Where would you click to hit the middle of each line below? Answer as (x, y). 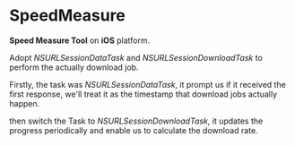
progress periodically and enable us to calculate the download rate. (134, 130)
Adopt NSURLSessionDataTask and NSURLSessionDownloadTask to (136, 57)
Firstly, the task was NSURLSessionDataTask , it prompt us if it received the (148, 84)
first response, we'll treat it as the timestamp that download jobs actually (143, 94)
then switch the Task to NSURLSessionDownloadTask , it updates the (136, 121)
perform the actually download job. (74, 67)
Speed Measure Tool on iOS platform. (80, 40)
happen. (25, 103)
